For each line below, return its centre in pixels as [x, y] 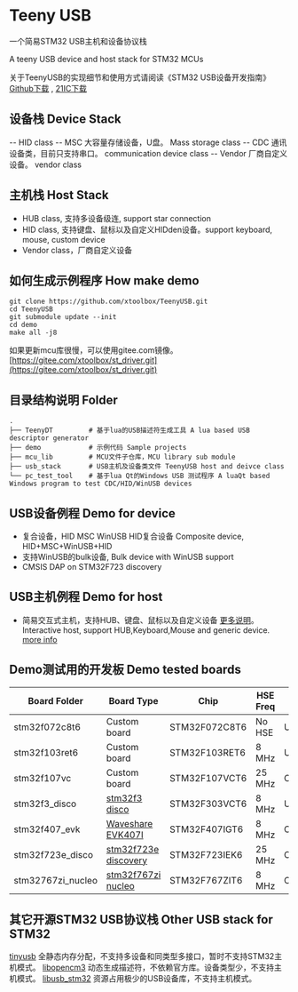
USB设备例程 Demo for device [92, 513]
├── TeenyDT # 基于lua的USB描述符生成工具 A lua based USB [129, 431]
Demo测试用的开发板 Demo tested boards [125, 670]
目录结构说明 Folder [63, 400]
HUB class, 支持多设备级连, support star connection [116, 218]
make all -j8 [33, 333]
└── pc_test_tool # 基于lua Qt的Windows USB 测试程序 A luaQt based [140, 476]
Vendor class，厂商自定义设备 [77, 250]
